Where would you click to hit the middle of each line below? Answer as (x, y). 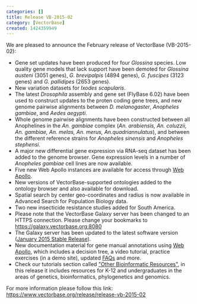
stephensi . (27, 145)
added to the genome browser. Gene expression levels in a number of (100, 157)
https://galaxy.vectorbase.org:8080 (58, 226)
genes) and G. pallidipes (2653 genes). (63, 82)
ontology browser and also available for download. (77, 189)
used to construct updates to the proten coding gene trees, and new (98, 101)
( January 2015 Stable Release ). (53, 239)
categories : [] (25, 12)
